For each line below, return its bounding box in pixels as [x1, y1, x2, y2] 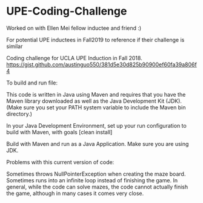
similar [6, 43, 23, 50]
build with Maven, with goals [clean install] [6, 128, 113, 136]
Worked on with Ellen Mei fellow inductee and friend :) [6, 24, 142, 32]
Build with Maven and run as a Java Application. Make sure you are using [6, 140, 189, 147]
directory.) [6, 110, 32, 117]
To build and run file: [6, 79, 58, 86]
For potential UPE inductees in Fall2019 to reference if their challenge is [6, 36, 185, 43]
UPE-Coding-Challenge [6, 4, 127, 18]
